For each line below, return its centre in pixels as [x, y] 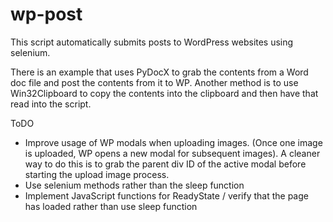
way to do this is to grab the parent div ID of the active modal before [165, 164]
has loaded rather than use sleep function [111, 206]
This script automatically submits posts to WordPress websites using [152, 42]
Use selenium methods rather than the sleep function [134, 185]
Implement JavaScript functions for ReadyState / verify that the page [166, 195]
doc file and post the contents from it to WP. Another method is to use [154, 82]
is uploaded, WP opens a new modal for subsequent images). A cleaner [172, 153]
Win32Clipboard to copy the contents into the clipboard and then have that [164, 93]
